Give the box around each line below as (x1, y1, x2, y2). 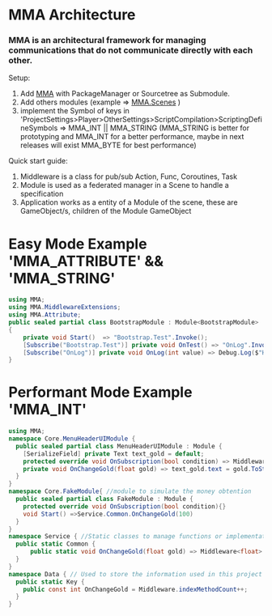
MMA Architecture (8, 6, 136, 24)
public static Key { (15, 577, 85, 586)
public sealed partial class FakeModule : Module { (15, 495, 194, 503)
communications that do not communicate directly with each (8, 45, 253, 56)
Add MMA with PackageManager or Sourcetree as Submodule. (19, 89, 231, 99)
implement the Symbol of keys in (19, 106, 130, 116)
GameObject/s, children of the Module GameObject (19, 206, 192, 216)
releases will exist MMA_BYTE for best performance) (19, 140, 197, 151)
